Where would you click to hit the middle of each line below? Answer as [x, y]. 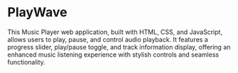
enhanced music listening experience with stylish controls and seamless [113, 55]
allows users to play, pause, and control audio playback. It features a [108, 39]
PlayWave [37, 12]
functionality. [27, 62]
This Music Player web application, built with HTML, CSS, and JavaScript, [115, 32]
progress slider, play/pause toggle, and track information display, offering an [119, 47]
